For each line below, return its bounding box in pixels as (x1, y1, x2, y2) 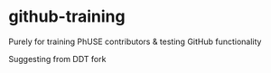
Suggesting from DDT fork (8, 53, 107, 64)
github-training (8, 6, 126, 27)
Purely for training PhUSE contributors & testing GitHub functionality (8, 36, 262, 47)
